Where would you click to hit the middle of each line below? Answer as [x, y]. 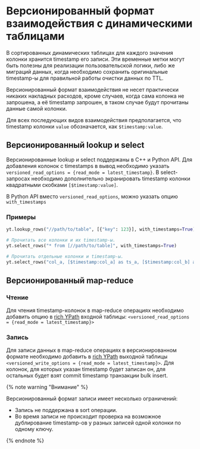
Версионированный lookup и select [75, 145]
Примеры [21, 217]
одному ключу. [34, 429]
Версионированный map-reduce [70, 280]
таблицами [35, 36]
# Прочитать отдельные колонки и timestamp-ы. [65, 256]
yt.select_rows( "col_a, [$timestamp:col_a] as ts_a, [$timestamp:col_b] [98, 262]
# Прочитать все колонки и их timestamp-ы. [61, 240]
